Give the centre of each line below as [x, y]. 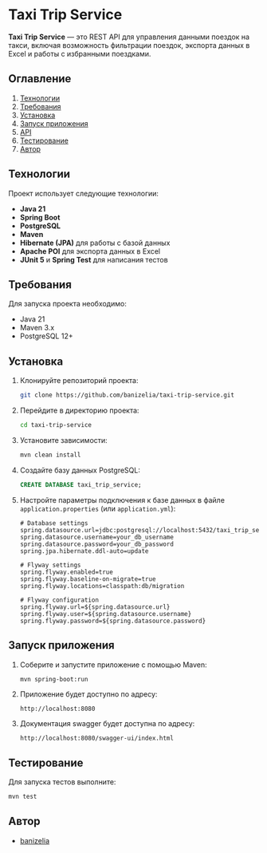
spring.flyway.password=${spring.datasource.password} [113, 621]
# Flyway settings [50, 565]
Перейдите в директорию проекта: [79, 411]
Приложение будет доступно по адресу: [88, 694]
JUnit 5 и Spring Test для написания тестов [94, 259]
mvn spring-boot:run [54, 679]
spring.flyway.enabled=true [66, 572]
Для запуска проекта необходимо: [68, 304]
